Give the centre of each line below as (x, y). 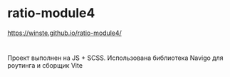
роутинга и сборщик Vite (45, 66)
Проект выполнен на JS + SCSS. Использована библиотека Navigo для (115, 58)
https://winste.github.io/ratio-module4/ (65, 33)
